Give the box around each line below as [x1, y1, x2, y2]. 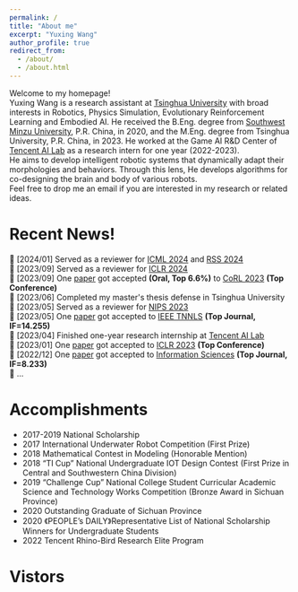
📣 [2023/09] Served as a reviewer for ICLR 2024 [9, 263, 188, 274]
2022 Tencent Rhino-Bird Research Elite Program [21, 535, 204, 545]
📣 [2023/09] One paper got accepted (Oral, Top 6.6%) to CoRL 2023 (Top [9, 273, 285, 283]
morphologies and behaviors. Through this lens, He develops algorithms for [9, 163, 288, 175]
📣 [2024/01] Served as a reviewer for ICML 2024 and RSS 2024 [9, 253, 243, 265]
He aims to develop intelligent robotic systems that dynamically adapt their [9, 154, 285, 165]
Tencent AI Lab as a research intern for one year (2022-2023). [9, 144, 240, 155]
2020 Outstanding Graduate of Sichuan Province [21, 505, 202, 516]
